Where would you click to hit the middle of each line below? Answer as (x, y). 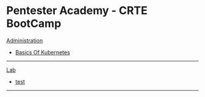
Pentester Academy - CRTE (77, 11)
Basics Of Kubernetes (42, 52)
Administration (25, 40)
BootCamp (34, 23)
